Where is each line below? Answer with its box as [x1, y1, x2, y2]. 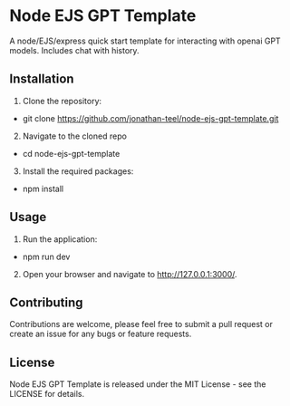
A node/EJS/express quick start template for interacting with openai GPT [9, 35, 281, 46]
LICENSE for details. [9, 389, 85, 400]
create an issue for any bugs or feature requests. [9, 328, 192, 340]
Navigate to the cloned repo [22, 130, 127, 141]
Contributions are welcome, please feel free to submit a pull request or [9, 319, 274, 330]
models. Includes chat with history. [9, 44, 140, 55]
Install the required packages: [22, 165, 134, 177]
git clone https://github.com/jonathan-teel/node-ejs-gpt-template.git [22, 112, 279, 123]
